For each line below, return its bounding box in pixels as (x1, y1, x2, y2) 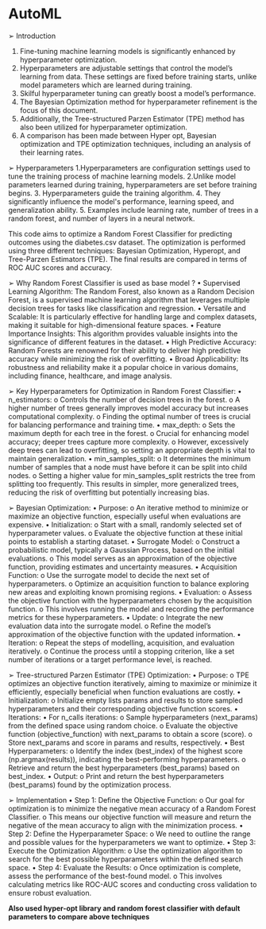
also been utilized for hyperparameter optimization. (19, 122, 188, 132)
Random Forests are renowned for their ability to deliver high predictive (8, 345, 241, 355)
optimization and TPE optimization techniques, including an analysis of (19, 139, 252, 148)
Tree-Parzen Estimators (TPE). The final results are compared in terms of (8, 254, 248, 264)
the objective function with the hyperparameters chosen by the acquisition (8, 596, 253, 605)
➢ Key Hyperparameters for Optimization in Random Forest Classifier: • (8, 386, 242, 395)
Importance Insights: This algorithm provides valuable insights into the (8, 329, 238, 338)
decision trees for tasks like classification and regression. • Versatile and (8, 303, 246, 313)
